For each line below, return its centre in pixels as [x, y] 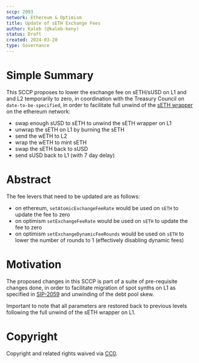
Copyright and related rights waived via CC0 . [62, 353]
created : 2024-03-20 [32, 40]
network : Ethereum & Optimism [44, 18]
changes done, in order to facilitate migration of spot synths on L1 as [91, 288]
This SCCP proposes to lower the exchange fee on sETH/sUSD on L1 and [96, 92]
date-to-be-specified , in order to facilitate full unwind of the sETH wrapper [100, 105]
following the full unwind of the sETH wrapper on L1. [71, 312]
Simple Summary [50, 75]
